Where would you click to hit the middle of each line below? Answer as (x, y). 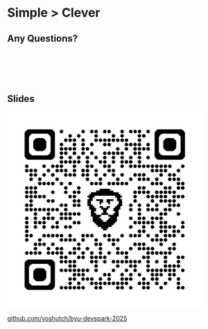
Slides (21, 99)
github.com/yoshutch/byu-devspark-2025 (67, 318)
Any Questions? (43, 39)
